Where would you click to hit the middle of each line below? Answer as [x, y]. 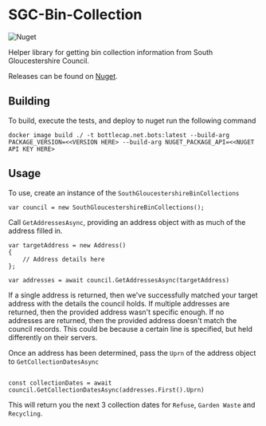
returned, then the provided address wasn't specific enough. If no [116, 312]
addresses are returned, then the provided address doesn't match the [123, 320]
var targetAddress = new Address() [67, 245]
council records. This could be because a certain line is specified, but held [130, 329]
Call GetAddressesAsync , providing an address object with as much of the [127, 222]
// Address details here [64, 259]
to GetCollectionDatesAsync [54, 361]
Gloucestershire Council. [49, 61]
